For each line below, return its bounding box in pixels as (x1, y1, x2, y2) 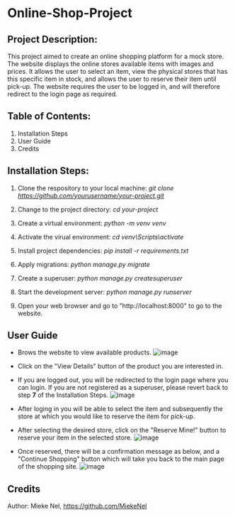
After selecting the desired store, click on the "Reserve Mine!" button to (17, 426, 227, 435)
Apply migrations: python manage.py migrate (17, 260, 151, 268)
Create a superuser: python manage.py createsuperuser (17, 273, 183, 282)
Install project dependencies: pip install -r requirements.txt (17, 246, 189, 255)
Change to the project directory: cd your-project (17, 205, 159, 214)
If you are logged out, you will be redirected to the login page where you (17, 376, 229, 384)
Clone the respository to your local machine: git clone (17, 183, 174, 192)
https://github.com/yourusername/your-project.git (17, 191, 164, 200)
